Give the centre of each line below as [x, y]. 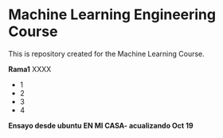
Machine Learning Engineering [112, 15]
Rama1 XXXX [30, 69]
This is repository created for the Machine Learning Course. [106, 53]
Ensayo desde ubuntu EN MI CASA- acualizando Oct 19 [101, 125]
